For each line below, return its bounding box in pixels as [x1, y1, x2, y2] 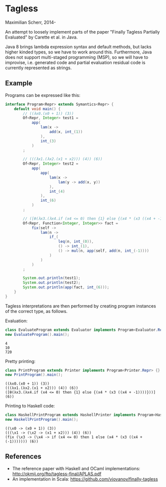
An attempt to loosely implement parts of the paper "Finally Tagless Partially [5, 29, 160, 35]
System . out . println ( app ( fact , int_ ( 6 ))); [23, 285, 110, 290]
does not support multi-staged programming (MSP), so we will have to [5, 54, 148, 60]
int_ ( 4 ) [49, 189, 65, 194]
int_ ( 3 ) [40, 138, 56, 143]
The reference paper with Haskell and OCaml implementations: [12, 465, 141, 471]
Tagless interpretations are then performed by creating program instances [5, 303, 157, 309]
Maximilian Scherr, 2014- [5, 19, 56, 25]
